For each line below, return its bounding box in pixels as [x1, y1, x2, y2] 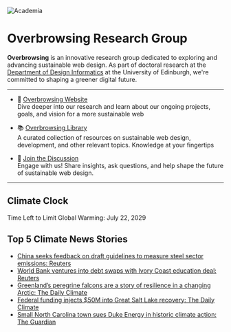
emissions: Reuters [16, 259, 71, 267]
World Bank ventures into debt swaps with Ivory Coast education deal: [16, 266, 217, 275]
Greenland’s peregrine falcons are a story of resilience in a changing [16, 281, 211, 289]
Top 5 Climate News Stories [7, 234, 129, 245]
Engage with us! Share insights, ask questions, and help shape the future [16, 161, 224, 169]
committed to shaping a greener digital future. [7, 75, 137, 83]
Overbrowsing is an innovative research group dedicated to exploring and [7, 53, 218, 61]
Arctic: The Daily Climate [16, 288, 88, 296]
